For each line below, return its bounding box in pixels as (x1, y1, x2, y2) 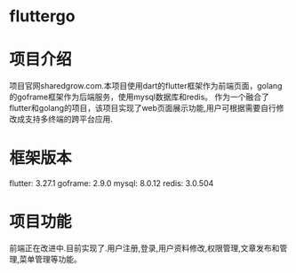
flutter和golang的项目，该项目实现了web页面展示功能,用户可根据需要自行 (9, 103, 277, 113)
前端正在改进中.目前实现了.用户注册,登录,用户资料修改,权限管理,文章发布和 (9, 243, 280, 253)
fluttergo (9, 6, 76, 27)
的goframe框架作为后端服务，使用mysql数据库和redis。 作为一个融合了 (9, 91, 269, 103)
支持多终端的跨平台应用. (24, 113, 114, 125)
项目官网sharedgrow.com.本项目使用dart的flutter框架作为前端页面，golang (9, 81, 283, 91)
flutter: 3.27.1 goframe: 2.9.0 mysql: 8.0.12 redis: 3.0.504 (9, 178, 214, 189)
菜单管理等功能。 (19, 254, 83, 264)
